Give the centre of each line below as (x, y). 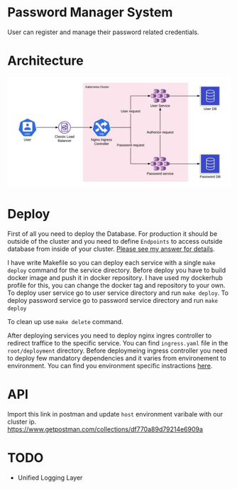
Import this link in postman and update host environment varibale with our (115, 414)
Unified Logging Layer (50, 478)
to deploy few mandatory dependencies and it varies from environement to (117, 358)
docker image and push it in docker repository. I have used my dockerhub (115, 277)
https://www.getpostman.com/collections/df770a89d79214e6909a (105, 429)
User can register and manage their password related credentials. (103, 32)
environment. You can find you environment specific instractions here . (110, 365)
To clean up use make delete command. (65, 321)
